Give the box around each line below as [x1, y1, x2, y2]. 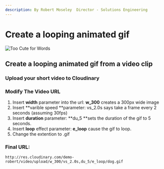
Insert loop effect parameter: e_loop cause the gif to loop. [12, 126, 132, 132]
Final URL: [5, 144, 30, 151]
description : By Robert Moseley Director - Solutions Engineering [5, 7, 148, 12]
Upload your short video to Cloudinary [5, 74, 100, 81]
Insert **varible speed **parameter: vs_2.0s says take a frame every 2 [12, 105, 157, 111]
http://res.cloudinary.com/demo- [5, 155, 75, 160]
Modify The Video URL [5, 88, 61, 95]
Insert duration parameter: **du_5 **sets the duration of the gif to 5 [12, 115, 151, 121]
